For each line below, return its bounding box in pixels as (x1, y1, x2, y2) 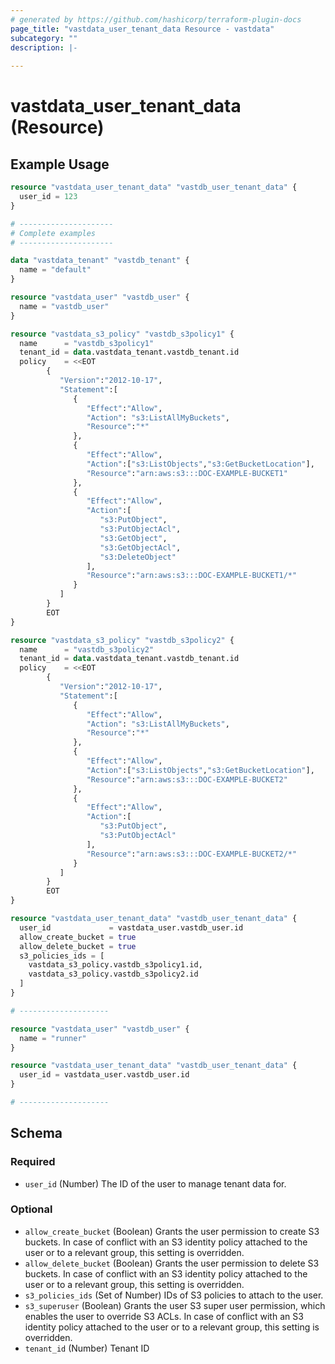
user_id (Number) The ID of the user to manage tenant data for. (24, 1177, 287, 1190)
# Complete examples (10, 228, 97, 238)
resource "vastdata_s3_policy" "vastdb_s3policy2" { (10, 635, 235, 645)
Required (10, 1155, 56, 1169)
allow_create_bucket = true (19, 932, 137, 942)
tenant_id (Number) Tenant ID (24, 1342, 150, 1354)
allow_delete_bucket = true (19, 941, 137, 951)
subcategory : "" (10, 33, 78, 43)
